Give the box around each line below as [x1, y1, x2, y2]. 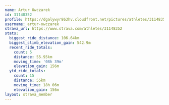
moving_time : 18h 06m [14, 82, 59, 87]
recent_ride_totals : [9, 45, 52, 50]
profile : [5, 17, 23, 22]
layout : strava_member [5, 92, 52, 97]
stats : [5, 31, 19, 36]
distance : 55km [14, 78, 46, 83]
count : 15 [14, 73, 35, 78]
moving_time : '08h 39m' [14, 59, 64, 64]
